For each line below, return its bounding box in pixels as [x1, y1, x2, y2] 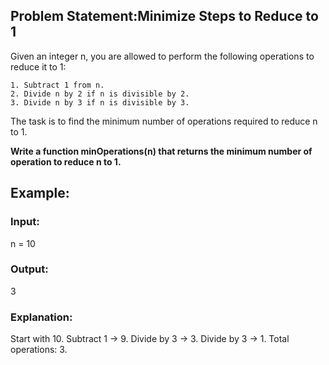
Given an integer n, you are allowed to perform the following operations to [10, 50, 315, 62]
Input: [10, 215, 40, 229]
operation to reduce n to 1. [10, 155, 122, 168]
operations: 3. [10, 344, 68, 356]
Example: [10, 185, 70, 202]
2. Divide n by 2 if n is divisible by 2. [10, 89, 190, 99]
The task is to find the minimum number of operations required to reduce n [10, 115, 318, 127]
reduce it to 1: [10, 60, 67, 73]
